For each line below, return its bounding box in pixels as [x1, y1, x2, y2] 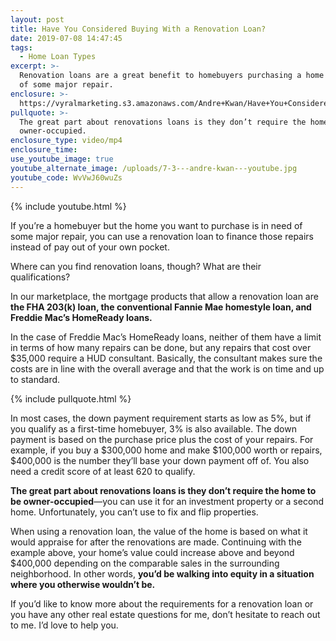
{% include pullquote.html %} [10, 392, 132, 405]
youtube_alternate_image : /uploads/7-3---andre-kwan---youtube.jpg [10, 163, 298, 173]
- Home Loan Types [19, 52, 97, 62]
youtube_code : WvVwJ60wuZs [10, 172, 123, 183]
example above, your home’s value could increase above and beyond [10, 546, 295, 558]
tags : [10, 42, 33, 53]
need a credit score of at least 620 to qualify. [10, 465, 196, 477]
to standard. [10, 373, 61, 385]
